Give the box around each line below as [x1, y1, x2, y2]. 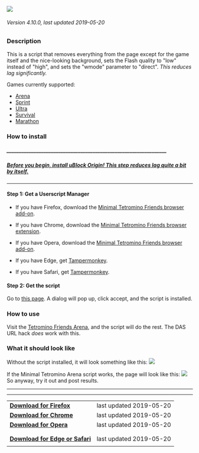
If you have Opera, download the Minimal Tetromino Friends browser [15, 240, 182, 247]
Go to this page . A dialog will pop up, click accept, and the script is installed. [6, 295, 193, 302]
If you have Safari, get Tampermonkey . [15, 268, 110, 276]
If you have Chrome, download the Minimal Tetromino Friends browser [15, 222, 187, 229]
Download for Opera [9, 420, 68, 429]
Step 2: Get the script [6, 281, 60, 289]
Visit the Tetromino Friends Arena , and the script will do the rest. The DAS [6, 323, 186, 331]
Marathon [15, 117, 39, 124]
